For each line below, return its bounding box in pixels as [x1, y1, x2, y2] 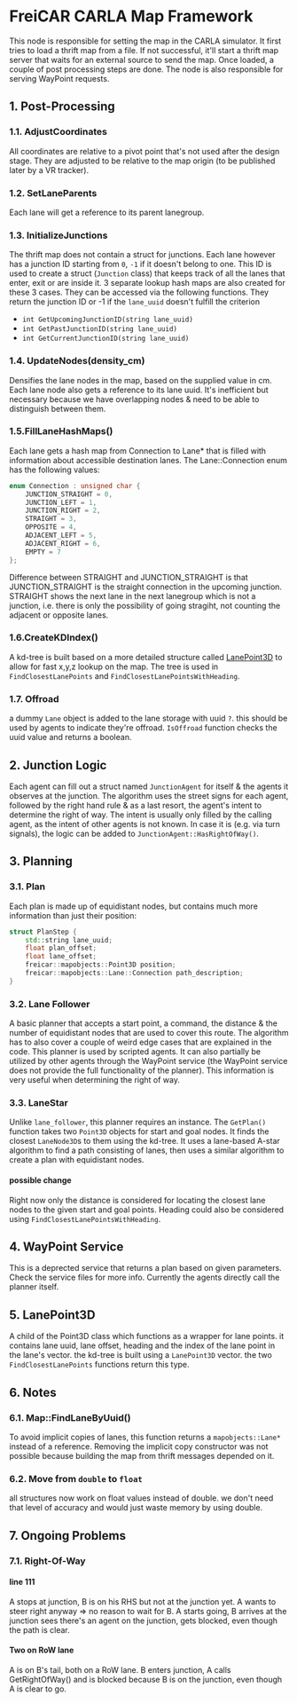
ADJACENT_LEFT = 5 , [25, 531, 98, 540]
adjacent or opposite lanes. [9, 610, 109, 620]
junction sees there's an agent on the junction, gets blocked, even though [9, 1615, 277, 1626]
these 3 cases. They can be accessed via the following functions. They [9, 287, 269, 298]
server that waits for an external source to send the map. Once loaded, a [9, 54, 275, 65]
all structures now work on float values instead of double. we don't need [9, 1493, 274, 1503]
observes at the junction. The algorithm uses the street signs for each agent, [9, 790, 289, 800]
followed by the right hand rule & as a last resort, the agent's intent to [9, 800, 262, 810]
